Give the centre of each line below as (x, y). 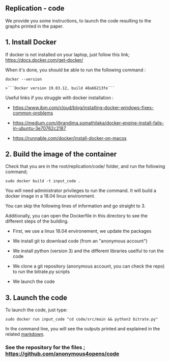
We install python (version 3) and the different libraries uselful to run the (88, 251)
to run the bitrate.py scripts (41, 272)
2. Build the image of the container (61, 154)
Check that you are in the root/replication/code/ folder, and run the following (85, 166)
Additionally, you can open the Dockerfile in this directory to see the (76, 216)
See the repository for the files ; (45, 348)
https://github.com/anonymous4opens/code (62, 354)
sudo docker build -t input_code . (43, 181)
